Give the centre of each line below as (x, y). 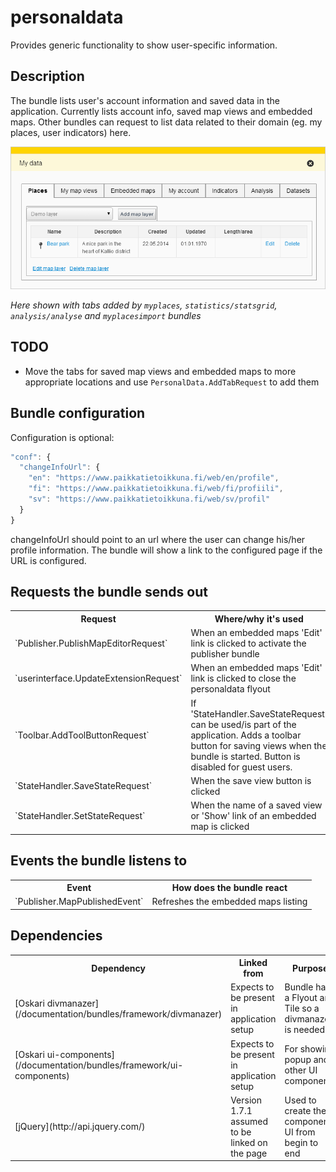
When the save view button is (251, 780)
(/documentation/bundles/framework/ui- (99, 1065)
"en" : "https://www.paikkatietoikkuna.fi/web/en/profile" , (154, 478)
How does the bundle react (229, 888)
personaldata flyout (230, 689)
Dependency (118, 968)
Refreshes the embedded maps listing (229, 902)
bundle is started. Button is (245, 756)
